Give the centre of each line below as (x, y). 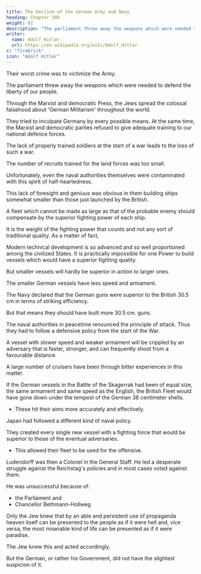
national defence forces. (36, 134)
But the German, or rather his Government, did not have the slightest (91, 558)
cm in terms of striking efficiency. (47, 301)
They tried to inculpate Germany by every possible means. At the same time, (100, 121)
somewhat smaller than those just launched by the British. (77, 199)
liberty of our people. (32, 91)
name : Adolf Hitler (36, 40)
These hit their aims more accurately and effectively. (80, 409)
